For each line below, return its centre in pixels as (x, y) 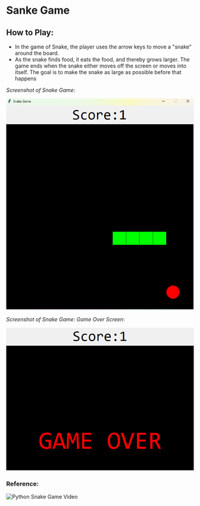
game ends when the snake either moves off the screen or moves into (100, 66)
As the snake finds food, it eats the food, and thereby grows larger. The (102, 59)
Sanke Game (38, 10)
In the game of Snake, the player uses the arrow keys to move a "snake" (103, 47)
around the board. (37, 53)
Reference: (23, 483)
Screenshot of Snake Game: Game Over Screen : (65, 319)
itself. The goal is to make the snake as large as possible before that (98, 72)
